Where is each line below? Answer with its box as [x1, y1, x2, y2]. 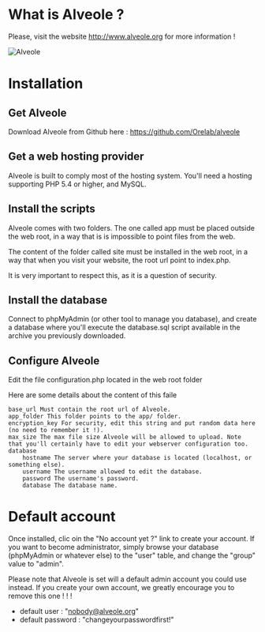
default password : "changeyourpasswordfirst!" [19, 615, 175, 625]
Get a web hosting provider [8, 150, 144, 164]
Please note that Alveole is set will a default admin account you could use [8, 574, 247, 584]
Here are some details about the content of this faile [8, 390, 177, 400]
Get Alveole [8, 106, 67, 119]
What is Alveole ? [8, 6, 125, 24]
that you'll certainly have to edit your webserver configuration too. [8, 440, 248, 448]
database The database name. [22, 482, 118, 490]
